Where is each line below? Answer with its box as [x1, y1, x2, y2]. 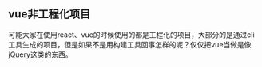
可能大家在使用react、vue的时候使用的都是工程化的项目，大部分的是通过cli [8, 30, 255, 39]
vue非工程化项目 [8, 7, 91, 21]
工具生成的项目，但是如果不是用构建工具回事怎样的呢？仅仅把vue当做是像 [8, 39, 252, 49]
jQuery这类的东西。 [8, 50, 73, 59]
